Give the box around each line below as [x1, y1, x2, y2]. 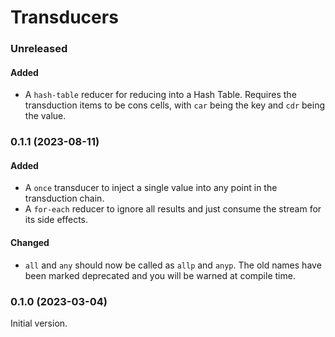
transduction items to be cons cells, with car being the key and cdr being [24, 99, 325, 111]
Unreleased [10, 42, 68, 56]
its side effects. [24, 214, 89, 226]
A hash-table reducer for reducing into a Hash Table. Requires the [24, 89, 297, 101]
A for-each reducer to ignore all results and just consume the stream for [24, 203, 322, 215]
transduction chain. [24, 192, 105, 205]
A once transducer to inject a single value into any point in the [24, 182, 278, 194]
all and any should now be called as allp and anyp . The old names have [24, 259, 322, 271]
